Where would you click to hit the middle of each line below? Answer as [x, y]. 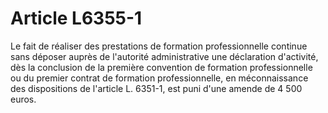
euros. [23, 99]
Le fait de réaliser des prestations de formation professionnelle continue [159, 46]
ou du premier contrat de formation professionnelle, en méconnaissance [159, 78]
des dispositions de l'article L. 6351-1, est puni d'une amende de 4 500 [156, 88]
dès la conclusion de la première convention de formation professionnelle [161, 67]
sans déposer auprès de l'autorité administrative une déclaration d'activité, [164, 56]
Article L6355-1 [76, 18]
